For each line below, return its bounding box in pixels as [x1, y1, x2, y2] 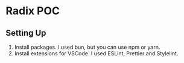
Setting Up [5, 28, 46, 38]
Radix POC [5, 4, 60, 18]
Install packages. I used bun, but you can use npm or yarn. [14, 43, 160, 51]
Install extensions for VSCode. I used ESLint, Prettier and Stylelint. [14, 50, 179, 57]
